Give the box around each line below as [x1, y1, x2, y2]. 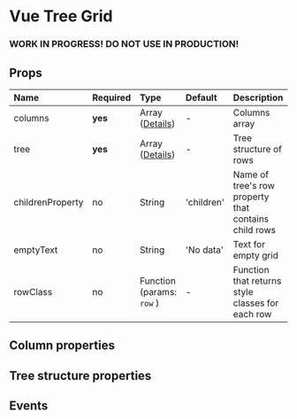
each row [232, 307, 272, 320]
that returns [232, 275, 282, 287]
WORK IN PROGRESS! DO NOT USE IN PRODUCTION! [9, 38, 240, 50]
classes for [232, 297, 279, 309]
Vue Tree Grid [9, 6, 113, 27]
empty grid [232, 249, 278, 261]
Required [92, 91, 132, 104]
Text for [232, 237, 265, 250]
